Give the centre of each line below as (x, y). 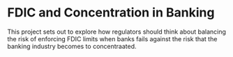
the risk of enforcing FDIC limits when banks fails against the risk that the (112, 38)
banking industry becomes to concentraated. (72, 46)
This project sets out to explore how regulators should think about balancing (117, 32)
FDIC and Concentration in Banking (111, 13)
